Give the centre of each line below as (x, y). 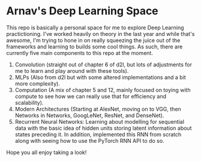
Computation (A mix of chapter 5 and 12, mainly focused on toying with (103, 90)
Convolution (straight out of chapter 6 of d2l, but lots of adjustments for (103, 65)
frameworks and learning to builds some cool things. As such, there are (94, 47)
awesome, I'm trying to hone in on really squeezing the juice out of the (93, 40)
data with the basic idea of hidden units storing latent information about (103, 128)
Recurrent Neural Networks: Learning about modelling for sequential (100, 121)
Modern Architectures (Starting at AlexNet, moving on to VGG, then (98, 109)
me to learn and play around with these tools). (72, 71)
